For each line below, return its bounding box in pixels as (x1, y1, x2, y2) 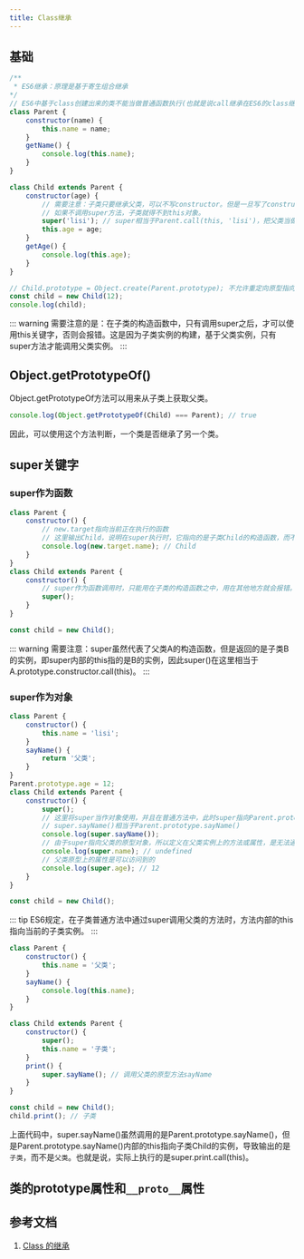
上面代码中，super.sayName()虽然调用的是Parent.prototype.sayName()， (9, 1128, 283, 1139)
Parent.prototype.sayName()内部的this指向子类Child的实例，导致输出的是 (16, 1140, 291, 1151)
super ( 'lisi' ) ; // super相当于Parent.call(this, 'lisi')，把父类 (42, 217, 284, 226)
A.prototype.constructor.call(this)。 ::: (9, 666, 151, 677)
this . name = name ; (42, 124, 111, 133)
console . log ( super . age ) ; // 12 (42, 864, 160, 873)
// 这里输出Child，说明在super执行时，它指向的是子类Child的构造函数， (42, 533, 283, 542)
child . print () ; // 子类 (9, 1112, 97, 1121)
